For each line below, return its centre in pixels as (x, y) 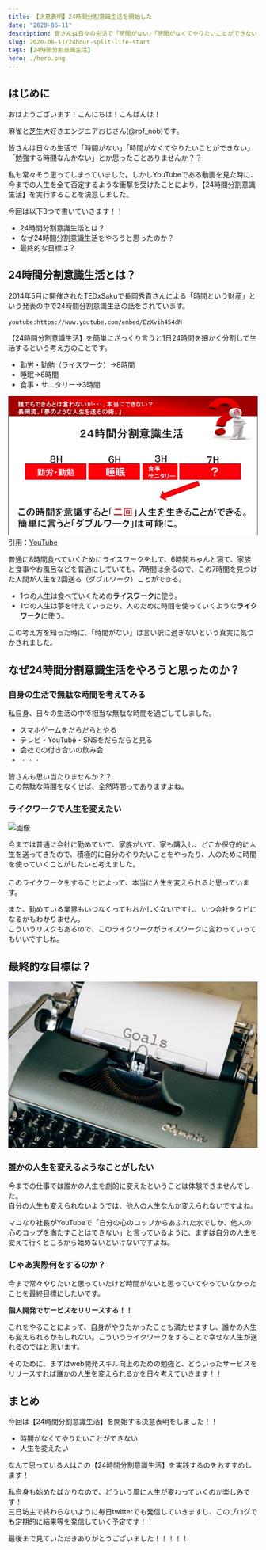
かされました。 (32, 642)
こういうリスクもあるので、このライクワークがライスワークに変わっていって (133, 929)
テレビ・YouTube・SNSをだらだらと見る (86, 740)
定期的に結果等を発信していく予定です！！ (84, 1521)
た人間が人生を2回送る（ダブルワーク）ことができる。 (97, 579)
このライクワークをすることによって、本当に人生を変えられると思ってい (125, 882)
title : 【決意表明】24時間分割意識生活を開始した (80, 17)
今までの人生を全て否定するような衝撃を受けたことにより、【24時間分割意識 (132, 184)
